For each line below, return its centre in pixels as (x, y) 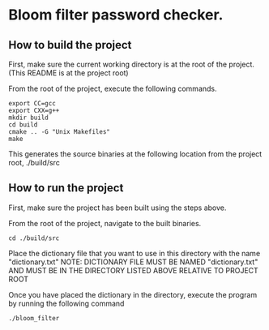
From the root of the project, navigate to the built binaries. (105, 223)
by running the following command (66, 303)
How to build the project (70, 45)
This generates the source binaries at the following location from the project (135, 154)
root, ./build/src (34, 163)
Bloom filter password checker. (116, 15)
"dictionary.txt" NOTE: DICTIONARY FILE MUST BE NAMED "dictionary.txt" (133, 262)
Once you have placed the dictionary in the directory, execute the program (133, 294)
